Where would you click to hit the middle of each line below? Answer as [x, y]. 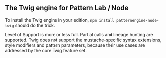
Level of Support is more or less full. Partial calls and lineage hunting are [79, 34]
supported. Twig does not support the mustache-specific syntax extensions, [83, 40]
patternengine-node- [138, 20]
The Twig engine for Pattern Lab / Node [67, 8]
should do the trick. [35, 25]
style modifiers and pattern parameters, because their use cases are [75, 45]
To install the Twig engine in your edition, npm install [60, 20]
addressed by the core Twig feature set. [46, 50]
